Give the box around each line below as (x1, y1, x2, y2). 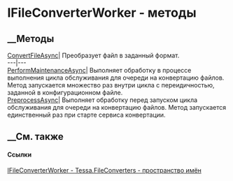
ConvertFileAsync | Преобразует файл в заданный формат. (7, 51, 180, 59)
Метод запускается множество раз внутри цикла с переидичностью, (7, 81, 215, 89)
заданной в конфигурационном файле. (7, 89, 123, 96)
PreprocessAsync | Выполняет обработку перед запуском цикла (7, 96, 198, 104)
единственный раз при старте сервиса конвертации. (7, 110, 166, 119)
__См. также (7, 131, 64, 143)
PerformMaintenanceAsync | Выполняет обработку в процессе (7, 66, 192, 74)
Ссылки (7, 150, 32, 159)
